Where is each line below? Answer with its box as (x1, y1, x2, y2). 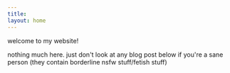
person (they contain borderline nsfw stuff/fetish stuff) (7, 57, 167, 66)
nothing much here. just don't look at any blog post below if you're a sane (7, 50, 224, 59)
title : (7, 10, 27, 18)
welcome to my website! (7, 36, 79, 45)
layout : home (7, 17, 46, 24)
